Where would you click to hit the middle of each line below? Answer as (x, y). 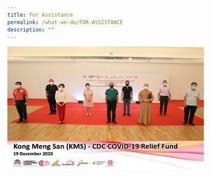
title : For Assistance (40, 15)
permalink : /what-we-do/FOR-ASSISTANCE (65, 22)
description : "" (31, 29)
